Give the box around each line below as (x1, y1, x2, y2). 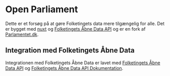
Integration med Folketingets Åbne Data (5, 46, 135, 55)
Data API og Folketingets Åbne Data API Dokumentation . (5, 65, 124, 71)
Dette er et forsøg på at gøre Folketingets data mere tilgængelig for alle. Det (5, 20, 165, 27)
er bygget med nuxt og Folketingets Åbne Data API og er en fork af (5, 26, 146, 32)
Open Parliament (5, 4, 78, 15)
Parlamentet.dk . (5, 31, 39, 37)
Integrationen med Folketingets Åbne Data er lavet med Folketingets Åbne (5, 60, 161, 66)
